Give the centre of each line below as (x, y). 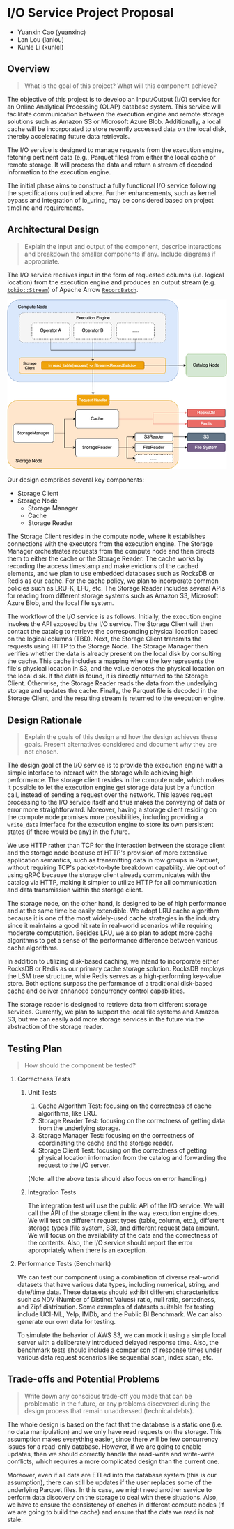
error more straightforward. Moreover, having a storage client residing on (112, 809)
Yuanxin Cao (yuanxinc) (52, 32)
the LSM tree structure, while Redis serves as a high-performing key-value (114, 976)
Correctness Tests (44, 1079)
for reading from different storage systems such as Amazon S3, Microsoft (113, 596)
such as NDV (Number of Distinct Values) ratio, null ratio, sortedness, (116, 1300)
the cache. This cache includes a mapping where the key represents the (111, 661)
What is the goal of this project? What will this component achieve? (120, 86)
